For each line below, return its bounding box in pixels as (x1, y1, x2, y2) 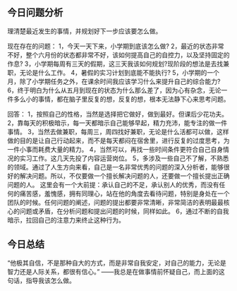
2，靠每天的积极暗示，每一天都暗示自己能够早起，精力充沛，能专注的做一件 (7, 119, 228, 127)
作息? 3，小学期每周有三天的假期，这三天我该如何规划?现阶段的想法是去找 (7, 59, 224, 68)
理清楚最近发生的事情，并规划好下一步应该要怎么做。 (7, 27, 162, 35)
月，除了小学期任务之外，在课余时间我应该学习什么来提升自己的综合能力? (7, 77, 221, 85)
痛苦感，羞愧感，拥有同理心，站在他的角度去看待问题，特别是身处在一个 (19, 189, 230, 198)
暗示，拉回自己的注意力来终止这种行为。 (7, 215, 125, 224)
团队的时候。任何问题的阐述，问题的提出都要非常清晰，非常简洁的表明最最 (7, 198, 224, 206)
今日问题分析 (7, 6, 63, 19)
